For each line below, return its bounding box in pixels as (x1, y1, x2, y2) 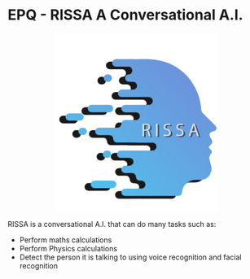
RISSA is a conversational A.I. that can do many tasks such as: (7, 219, 217, 229)
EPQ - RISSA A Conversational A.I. (7, 6, 243, 24)
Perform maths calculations (19, 234, 112, 245)
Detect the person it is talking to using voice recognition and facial (19, 252, 242, 262)
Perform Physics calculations (19, 243, 118, 253)
